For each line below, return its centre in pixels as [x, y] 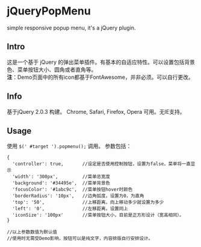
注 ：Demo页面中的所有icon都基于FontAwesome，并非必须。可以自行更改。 [100, 77]
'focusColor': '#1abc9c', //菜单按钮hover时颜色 [73, 190]
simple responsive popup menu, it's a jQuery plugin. [71, 28]
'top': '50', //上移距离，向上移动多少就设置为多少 [88, 202]
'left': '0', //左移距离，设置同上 [70, 209]
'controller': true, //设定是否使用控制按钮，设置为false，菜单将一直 [102, 164]
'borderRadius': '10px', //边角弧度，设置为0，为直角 [78, 196]
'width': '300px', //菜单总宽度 [61, 177]
